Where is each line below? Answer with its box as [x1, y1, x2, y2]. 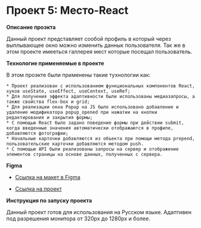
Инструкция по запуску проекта [6, 197, 92, 204]
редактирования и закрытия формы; [6, 114, 93, 120]
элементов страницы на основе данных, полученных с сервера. [6, 151, 163, 157]
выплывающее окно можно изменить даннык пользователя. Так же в [6, 42, 185, 49]
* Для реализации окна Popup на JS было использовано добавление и [6, 103, 179, 110]
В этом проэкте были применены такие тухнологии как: [6, 71, 151, 78]
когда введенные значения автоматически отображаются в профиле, [6, 125, 173, 131]
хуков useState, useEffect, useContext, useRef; [6, 88, 131, 94]
